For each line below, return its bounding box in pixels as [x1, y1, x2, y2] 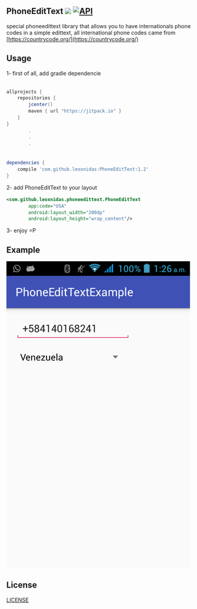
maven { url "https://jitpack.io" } [28, 108, 122, 114]
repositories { [17, 95, 56, 101]
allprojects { [6, 88, 43, 95]
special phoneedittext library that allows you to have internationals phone [6, 22, 191, 29]
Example [6, 245, 40, 255]
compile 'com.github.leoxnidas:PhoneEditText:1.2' [17, 166, 149, 172]
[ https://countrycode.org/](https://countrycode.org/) [6, 35, 139, 43]
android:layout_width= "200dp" [28, 209, 105, 215]
